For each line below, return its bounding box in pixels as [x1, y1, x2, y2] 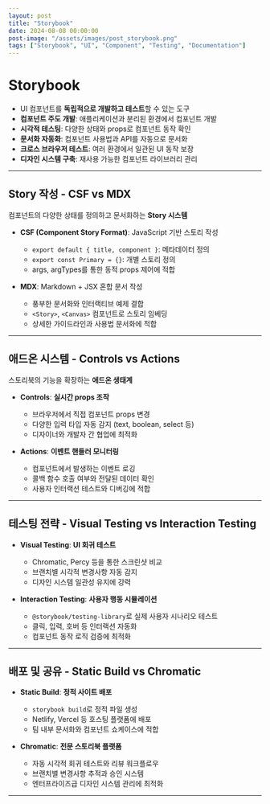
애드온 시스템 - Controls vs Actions [8, 352, 181, 366]
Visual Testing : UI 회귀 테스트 [19, 539, 117, 549]
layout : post [8, 11, 52, 20]
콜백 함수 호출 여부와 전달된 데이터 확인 [31, 474, 155, 483]
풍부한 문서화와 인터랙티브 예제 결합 [31, 298, 145, 308]
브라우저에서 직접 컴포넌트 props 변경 [31, 409, 150, 419]
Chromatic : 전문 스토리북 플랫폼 [19, 741, 122, 752]
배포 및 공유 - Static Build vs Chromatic [8, 664, 202, 678]
